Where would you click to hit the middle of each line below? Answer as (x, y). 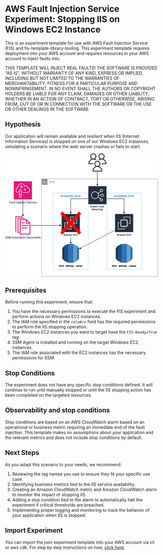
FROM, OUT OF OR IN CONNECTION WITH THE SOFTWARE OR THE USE (78, 104)
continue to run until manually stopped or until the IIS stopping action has (78, 390)
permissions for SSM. (33, 358)
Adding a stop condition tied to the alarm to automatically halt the (77, 500)
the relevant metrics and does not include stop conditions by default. (74, 437)
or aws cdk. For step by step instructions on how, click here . (65, 547)
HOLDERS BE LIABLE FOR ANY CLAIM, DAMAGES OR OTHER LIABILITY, (77, 94)
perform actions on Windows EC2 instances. (57, 317)
